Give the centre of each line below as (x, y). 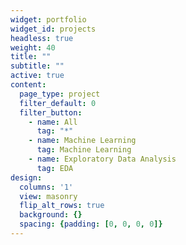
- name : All (53, 122)
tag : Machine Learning (84, 150)
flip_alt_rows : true (62, 206)
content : (28, 85)
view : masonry (48, 196)
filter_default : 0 (58, 103)
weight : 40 (33, 47)
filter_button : (51, 112)
